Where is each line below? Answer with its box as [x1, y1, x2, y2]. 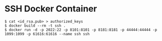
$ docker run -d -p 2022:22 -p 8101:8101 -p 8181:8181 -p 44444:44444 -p [4, 27, 158, 32]
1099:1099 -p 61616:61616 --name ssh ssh [4, 31, 90, 36]
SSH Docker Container [4, 3, 97, 14]
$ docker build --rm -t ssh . [4, 23, 66, 28]
